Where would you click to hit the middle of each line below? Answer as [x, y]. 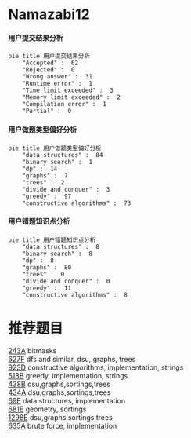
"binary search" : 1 [57, 162]
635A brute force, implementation [63, 425]
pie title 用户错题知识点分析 [52, 240]
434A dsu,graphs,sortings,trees [59, 392]
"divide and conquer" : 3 [66, 189]
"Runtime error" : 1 [57, 84]
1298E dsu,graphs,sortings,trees [61, 417]
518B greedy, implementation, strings [68, 375]
